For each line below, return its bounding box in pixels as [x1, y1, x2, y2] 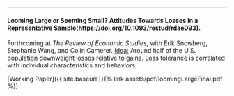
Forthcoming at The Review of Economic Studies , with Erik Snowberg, [7, 39, 208, 47]
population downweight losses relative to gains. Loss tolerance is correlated [7, 54, 225, 63]
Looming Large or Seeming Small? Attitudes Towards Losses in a [7, 16, 198, 24]
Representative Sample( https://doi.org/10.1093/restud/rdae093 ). [7, 24, 201, 32]
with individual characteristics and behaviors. [7, 61, 137, 70]
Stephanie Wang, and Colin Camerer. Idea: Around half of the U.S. [7, 47, 196, 55]
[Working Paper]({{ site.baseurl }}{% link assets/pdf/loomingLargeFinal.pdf [7, 74, 223, 83]
